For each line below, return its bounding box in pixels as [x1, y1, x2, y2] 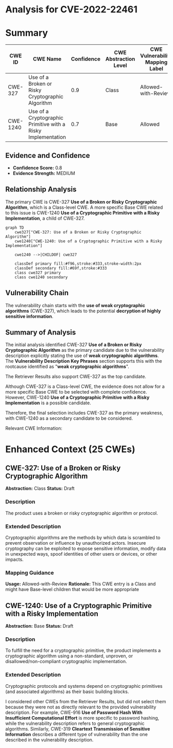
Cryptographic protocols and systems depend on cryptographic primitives [5, 683, 163, 689]
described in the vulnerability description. [5, 737, 94, 743]
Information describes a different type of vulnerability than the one [5, 731, 148, 737]
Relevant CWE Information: [5, 425, 63, 432]
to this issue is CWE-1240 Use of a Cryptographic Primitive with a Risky [5, 209, 160, 216]
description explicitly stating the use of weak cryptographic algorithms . [5, 352, 159, 359]
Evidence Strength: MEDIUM [12, 170, 76, 176]
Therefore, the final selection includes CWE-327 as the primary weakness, [5, 410, 164, 416]
